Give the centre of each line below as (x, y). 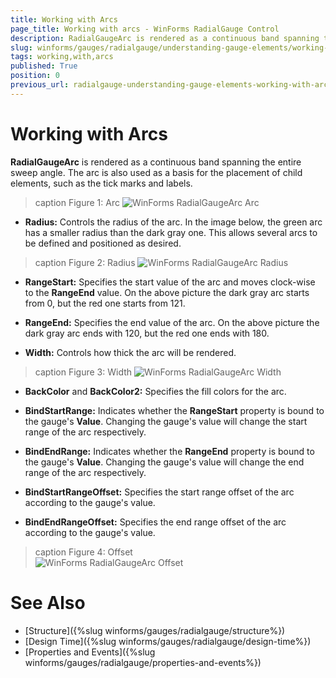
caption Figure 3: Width (83, 372)
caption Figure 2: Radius (85, 262)
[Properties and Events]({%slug (90, 652)
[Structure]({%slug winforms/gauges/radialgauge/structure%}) (155, 630)
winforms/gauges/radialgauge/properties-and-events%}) (143, 662)
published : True (44, 66)
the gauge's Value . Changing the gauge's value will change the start (166, 421)
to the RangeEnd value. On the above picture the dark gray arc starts (167, 292)
